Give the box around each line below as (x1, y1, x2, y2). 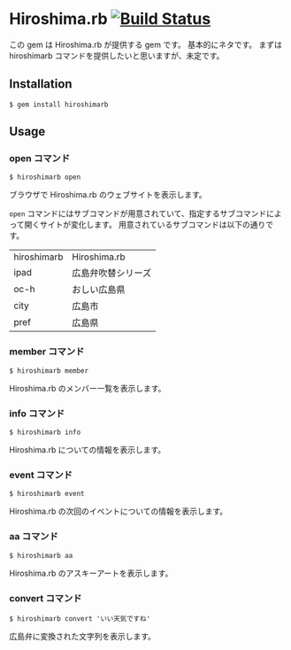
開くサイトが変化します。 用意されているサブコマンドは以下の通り (24, 220, 266, 230)
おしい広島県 (72, 283, 126, 296)
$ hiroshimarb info (9, 428, 81, 437)
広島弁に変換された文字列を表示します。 (9, 631, 157, 641)
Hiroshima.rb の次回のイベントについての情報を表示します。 (9, 506, 228, 517)
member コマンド (9, 345, 85, 358)
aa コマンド (9, 530, 59, 543)
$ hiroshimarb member (9, 366, 89, 375)
